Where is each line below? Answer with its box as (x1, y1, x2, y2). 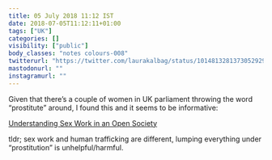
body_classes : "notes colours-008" (8, 49, 129, 57)
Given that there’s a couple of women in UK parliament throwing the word (8, 94, 253, 103)
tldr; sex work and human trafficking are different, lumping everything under (8, 134, 261, 144)
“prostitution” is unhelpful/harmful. (8, 142, 124, 152)
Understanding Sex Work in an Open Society (8, 118, 158, 128)
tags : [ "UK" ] (8, 27, 53, 35)
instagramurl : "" (8, 72, 67, 80)
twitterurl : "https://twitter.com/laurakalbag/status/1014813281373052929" (8, 57, 270, 65)
